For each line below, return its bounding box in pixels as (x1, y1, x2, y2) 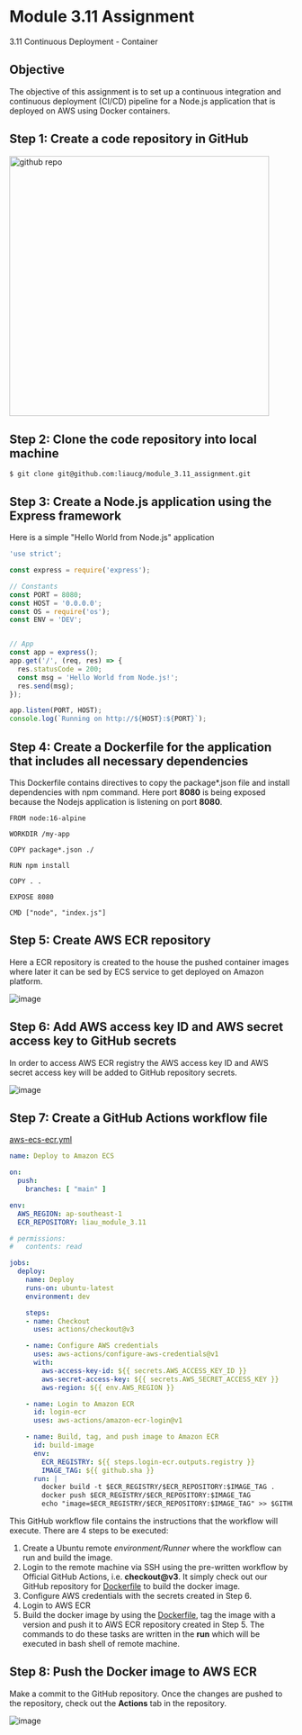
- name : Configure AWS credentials (25, 1342, 159, 1351)
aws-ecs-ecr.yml (9, 1134, 73, 1145)
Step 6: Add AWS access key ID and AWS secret (9, 1019, 284, 1035)
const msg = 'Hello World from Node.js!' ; (17, 673, 179, 682)
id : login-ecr (32, 1407, 87, 1417)
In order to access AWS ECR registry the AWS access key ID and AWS (9, 1057, 269, 1068)
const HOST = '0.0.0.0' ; (9, 599, 102, 608)
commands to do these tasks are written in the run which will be (22, 1629, 261, 1640)
